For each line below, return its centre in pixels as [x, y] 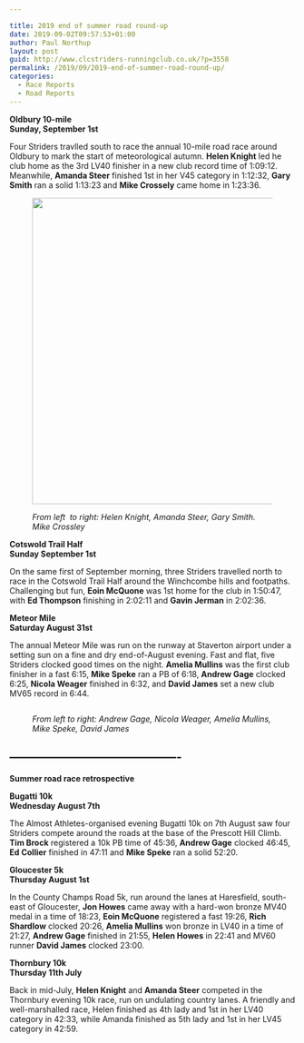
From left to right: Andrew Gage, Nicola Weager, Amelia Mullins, [152, 719]
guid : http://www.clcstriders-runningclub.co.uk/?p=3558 [119, 60]
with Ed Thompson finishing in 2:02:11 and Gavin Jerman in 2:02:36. [138, 600]
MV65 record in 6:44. [49, 693]
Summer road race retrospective [72, 779]
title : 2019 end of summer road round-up [89, 25]
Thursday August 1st [49, 880]
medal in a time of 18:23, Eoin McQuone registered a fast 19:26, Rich [138, 917]
